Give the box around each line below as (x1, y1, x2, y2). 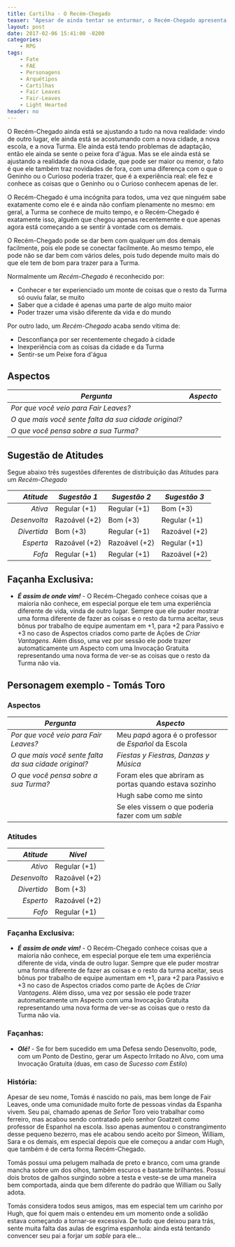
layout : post (7, 23, 45, 30)
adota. (7, 1188, 26, 1197)
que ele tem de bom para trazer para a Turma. (7, 259, 140, 267)
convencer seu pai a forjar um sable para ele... (7, 1232, 142, 1240)
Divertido (17, 884, 48, 894)
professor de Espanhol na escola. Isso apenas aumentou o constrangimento (7, 1122, 227, 1131)
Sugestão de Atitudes (7, 449, 104, 461)
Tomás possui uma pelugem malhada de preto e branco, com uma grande (7, 1159, 220, 1167)
